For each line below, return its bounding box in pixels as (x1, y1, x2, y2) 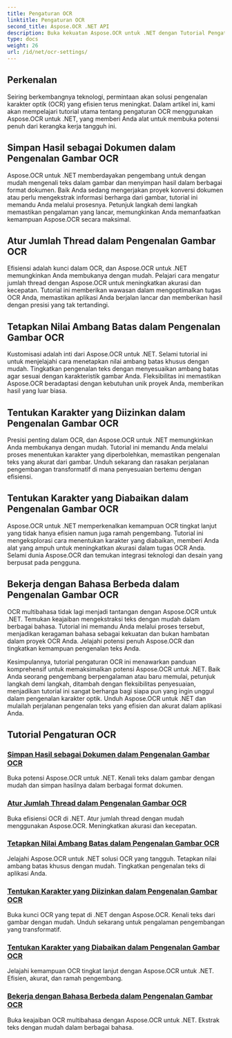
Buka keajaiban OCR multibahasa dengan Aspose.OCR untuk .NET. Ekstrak (7, 1016, 220, 1024)
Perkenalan (7, 74, 57, 86)
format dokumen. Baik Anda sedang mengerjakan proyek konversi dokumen (7, 186, 224, 194)
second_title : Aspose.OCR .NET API (7, 23, 110, 30)
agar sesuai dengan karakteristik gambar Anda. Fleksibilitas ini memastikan (7, 372, 221, 381)
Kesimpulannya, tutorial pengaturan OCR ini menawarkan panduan (7, 657, 197, 666)
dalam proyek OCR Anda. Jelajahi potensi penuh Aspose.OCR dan (7, 637, 195, 645)
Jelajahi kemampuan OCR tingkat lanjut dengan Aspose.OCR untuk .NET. (7, 967, 214, 975)
